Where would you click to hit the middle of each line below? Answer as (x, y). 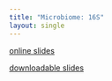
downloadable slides (47, 68)
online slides (32, 50)
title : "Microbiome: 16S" (56, 17)
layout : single (37, 26)
